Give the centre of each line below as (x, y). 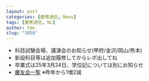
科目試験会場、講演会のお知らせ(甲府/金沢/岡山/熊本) (78, 51)
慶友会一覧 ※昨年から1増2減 (48, 72)
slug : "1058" (22, 33)
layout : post (22, 11)
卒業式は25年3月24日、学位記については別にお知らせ (79, 65)
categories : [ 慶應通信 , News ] (41, 17)
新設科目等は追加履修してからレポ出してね (66, 58)
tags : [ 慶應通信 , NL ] (31, 22)
